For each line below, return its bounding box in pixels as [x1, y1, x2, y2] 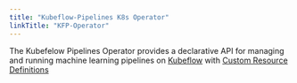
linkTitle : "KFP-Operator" [9, 21, 110, 30]
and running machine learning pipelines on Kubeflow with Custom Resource [9, 55, 288, 65]
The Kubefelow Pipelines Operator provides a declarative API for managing [9, 45, 285, 56]
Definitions [9, 64, 49, 75]
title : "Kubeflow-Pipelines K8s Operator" [9, 12, 169, 22]
